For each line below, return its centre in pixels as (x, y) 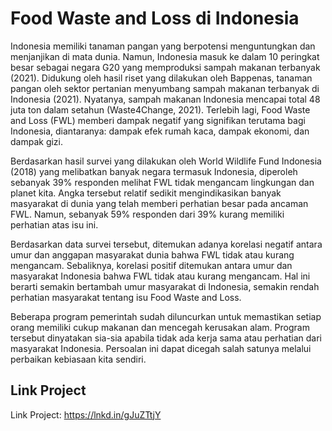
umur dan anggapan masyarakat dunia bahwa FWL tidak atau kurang (152, 254)
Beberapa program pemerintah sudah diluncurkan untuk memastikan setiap (166, 316)
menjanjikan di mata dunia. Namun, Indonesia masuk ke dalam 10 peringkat (165, 56)
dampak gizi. (37, 141)
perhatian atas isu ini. (54, 224)
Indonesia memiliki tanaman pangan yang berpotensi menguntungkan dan (163, 46)
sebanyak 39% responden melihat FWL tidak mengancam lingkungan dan (162, 182)
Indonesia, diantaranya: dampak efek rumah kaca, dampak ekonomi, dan (160, 131)
